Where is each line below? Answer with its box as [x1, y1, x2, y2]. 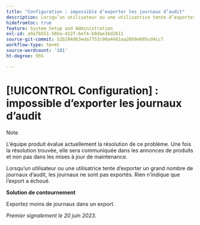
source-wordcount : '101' [6, 48, 68, 54]
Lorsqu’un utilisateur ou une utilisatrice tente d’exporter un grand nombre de [6, 164, 193, 171]
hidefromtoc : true [6, 20, 52, 26]
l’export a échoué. [6, 177, 51, 185]
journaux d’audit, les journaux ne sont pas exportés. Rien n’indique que [6, 171, 180, 178]
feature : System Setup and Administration [6, 25, 113, 32]
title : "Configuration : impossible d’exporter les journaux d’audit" [6, 8, 185, 15]
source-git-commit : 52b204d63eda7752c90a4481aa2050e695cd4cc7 [6, 36, 164, 42]
